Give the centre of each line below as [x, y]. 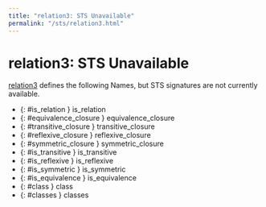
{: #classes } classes [54, 195]
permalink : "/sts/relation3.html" [66, 23]
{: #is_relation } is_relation [63, 110]
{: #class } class [47, 187]
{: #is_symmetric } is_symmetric [73, 169]
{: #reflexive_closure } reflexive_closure [85, 135]
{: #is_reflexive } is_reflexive [67, 161]
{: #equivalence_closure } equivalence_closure [97, 118]
